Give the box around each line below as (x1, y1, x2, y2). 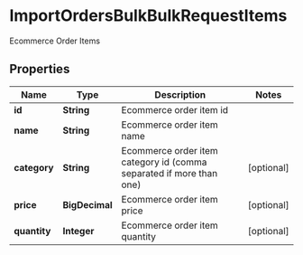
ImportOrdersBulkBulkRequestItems (9, 5, 288, 26)
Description (154, 88, 207, 100)
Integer (62, 224, 95, 237)
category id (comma (121, 156, 207, 168)
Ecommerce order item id (121, 103, 228, 116)
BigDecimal (62, 198, 113, 211)
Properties (9, 61, 70, 77)
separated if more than (121, 166, 218, 179)
